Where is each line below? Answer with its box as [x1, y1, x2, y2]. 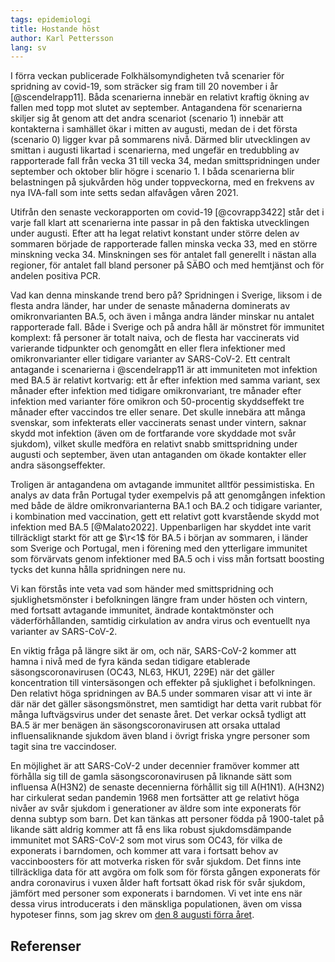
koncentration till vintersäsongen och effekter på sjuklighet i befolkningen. [10, 677, 316, 689]
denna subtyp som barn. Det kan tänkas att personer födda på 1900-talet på [10, 813, 325, 825]
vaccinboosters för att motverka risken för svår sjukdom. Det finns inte [10, 856, 302, 868]
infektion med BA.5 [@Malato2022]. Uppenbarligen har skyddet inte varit [10, 521, 312, 533]
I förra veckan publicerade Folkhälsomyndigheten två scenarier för [10, 70, 285, 82]
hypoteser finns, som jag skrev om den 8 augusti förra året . [10, 909, 255, 921]
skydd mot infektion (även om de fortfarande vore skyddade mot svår [10, 427, 297, 440]
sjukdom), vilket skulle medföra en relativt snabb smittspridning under [10, 438, 298, 450]
